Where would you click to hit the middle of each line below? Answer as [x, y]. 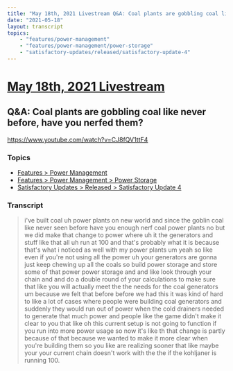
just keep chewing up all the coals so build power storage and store [121, 265]
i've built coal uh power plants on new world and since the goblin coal [124, 221]
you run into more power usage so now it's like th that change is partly [124, 331]
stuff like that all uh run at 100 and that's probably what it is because [122, 243]
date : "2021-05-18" [35, 20]
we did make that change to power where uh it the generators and [119, 235]
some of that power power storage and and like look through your [118, 272]
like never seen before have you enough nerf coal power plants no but [124, 228]
